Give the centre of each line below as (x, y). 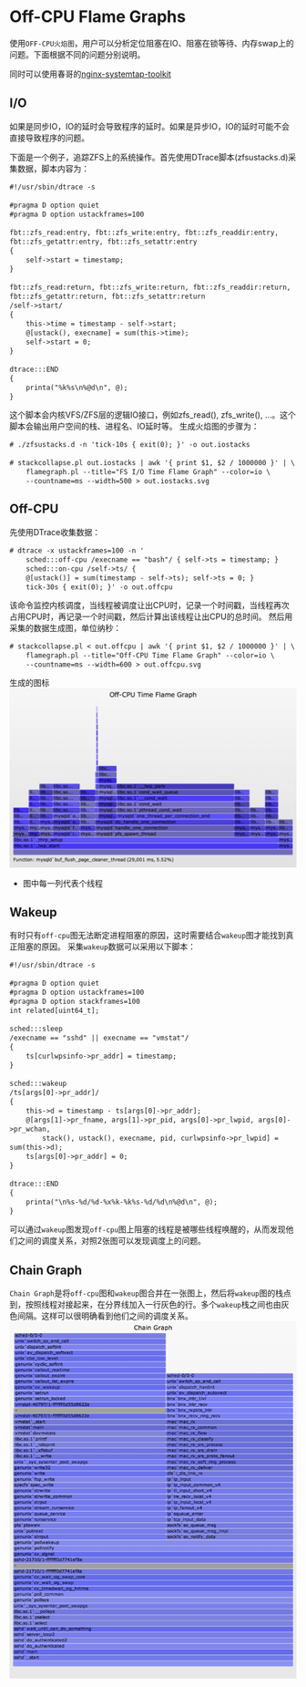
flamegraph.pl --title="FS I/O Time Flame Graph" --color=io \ (148, 471)
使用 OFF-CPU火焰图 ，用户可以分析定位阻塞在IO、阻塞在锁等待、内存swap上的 (152, 43)
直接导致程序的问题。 (49, 138)
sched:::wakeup (38, 1084)
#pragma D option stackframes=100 (75, 1002)
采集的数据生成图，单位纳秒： (65, 627)
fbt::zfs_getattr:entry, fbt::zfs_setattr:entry (103, 242)
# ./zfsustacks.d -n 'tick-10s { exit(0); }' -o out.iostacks (130, 444)
